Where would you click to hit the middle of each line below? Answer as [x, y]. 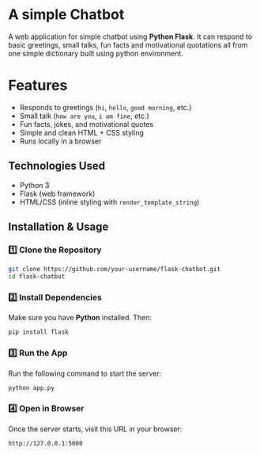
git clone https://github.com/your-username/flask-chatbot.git [115, 270]
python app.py [32, 388]
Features [38, 86]
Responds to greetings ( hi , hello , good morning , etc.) [106, 107]
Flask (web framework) [57, 193]
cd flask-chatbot [37, 277]
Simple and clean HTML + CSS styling [81, 132]
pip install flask [38, 332]
